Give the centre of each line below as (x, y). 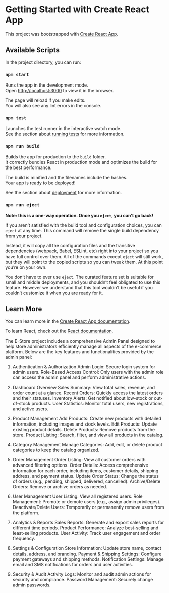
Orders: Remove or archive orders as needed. (60, 486)
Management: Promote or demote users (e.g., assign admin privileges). (87, 501)
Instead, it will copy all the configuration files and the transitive (70, 245)
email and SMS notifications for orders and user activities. (73, 564)
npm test (16, 118)
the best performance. (29, 167)
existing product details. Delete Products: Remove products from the (84, 429)
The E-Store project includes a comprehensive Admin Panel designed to (80, 341)
